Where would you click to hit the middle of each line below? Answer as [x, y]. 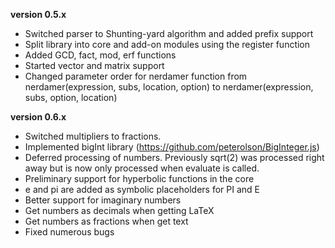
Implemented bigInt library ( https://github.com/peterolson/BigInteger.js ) [172, 147]
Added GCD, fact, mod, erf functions [100, 55]
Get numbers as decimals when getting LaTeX [119, 210]
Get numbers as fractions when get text [106, 221]
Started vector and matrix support [94, 65]
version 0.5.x [38, 14]
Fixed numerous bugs [69, 232]
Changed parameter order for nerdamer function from [136, 76]
